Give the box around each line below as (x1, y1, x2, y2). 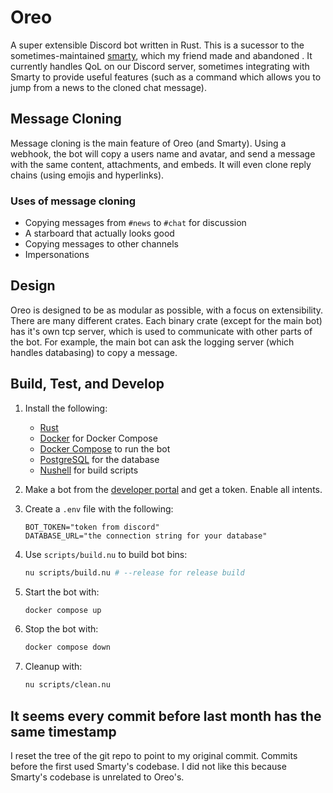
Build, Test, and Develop (10, 376, 165, 393)
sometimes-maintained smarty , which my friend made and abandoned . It (10, 49, 313, 61)
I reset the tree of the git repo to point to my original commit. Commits (10, 749, 298, 761)
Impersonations (24, 249, 90, 261)
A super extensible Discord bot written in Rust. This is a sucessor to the (10, 39, 305, 51)
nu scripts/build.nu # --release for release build (24, 567, 245, 578)
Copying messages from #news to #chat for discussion (24, 217, 247, 229)
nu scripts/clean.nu (24, 680, 111, 690)
